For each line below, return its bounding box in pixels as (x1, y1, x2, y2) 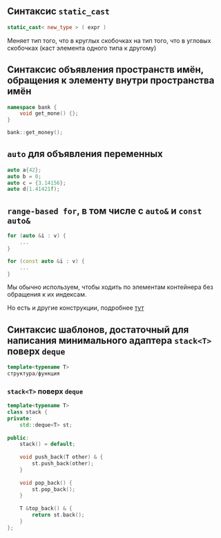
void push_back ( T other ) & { (19, 454, 104, 461)
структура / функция (7, 370, 60, 378)
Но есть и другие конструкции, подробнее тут (7, 304, 144, 312)
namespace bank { (7, 104, 57, 111)
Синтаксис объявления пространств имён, (7, 64, 204, 75)
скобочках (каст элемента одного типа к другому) (7, 44, 157, 52)
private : (7, 415, 32, 422)
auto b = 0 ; (7, 173, 41, 180)
